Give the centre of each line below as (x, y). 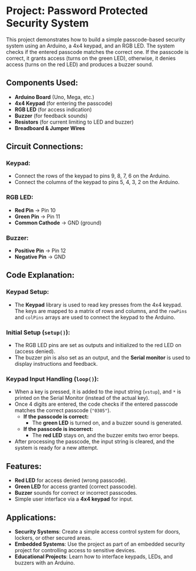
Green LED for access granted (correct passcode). (76, 487)
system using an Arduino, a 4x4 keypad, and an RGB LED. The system (90, 46)
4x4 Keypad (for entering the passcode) (63, 103)
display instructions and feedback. (56, 364)
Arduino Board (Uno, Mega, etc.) (54, 97)
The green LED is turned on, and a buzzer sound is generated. (107, 423)
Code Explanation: (40, 275)
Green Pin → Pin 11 (37, 216)
